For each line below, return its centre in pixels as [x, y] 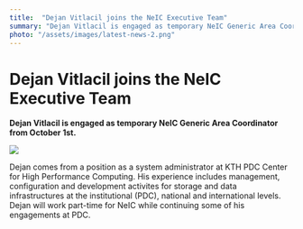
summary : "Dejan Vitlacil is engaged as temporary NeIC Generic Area [143, 26]
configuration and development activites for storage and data [123, 187]
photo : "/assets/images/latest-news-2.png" [92, 34]
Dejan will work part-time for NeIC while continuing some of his [127, 206]
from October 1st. [43, 133]
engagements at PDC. [50, 215]
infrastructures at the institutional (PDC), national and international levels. [145, 196]
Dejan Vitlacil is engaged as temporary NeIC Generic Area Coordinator [144, 124]
